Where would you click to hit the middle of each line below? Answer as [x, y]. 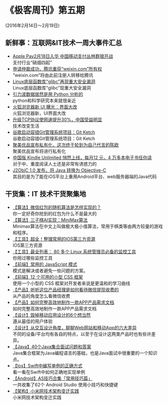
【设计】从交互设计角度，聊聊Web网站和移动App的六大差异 [75, 327]
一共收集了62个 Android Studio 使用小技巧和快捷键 [65, 384]
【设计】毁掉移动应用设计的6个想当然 [51, 315]
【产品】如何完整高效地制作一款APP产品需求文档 [63, 302]
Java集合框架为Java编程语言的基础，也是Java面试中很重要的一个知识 [85, 353]
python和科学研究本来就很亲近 [44, 100]
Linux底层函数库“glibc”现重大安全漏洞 [52, 88]
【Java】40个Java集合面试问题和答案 [52, 346]
